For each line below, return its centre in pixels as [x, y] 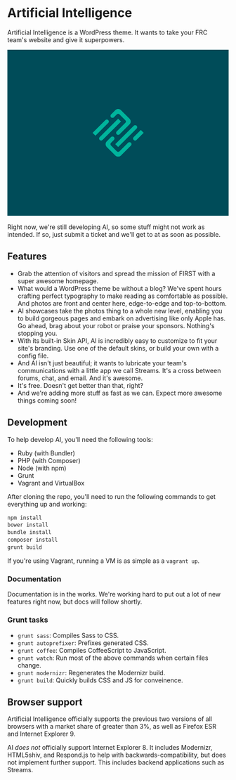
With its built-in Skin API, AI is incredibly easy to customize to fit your [117, 340]
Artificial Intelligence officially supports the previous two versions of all [110, 719]
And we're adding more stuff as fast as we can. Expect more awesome [120, 393]
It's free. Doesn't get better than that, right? [80, 385]
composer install [33, 540]
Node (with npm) [42, 468]
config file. [33, 356]
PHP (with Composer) [49, 460]
